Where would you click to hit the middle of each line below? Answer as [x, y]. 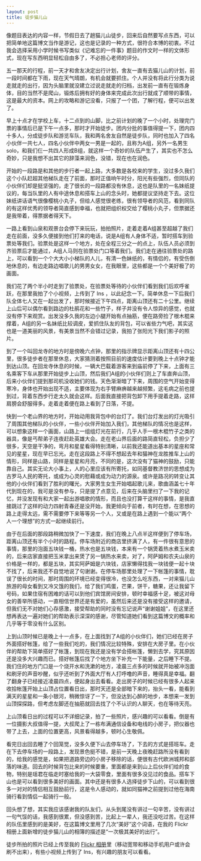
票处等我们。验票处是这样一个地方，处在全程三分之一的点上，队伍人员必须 [98, 243]
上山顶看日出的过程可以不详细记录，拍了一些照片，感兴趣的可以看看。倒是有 [100, 716]
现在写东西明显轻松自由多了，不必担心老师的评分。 [79, 57]
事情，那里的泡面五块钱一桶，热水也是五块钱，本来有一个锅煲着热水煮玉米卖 [100, 548]
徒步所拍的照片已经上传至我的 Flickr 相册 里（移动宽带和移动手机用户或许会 [98, 844]
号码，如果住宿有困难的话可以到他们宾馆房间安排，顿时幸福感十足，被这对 [98, 593]
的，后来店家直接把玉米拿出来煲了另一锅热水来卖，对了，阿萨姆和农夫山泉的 [100, 556]
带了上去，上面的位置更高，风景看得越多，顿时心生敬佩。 [77, 731]
